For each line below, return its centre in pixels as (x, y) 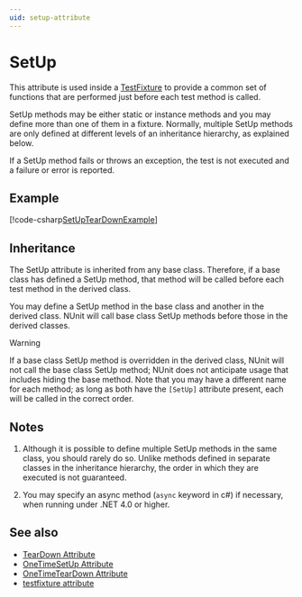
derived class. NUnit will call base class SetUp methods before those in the (149, 316)
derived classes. (40, 326)
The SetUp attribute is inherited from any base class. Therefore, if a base (145, 270)
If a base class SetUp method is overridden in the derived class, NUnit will (147, 360)
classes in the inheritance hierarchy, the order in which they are (140, 468)
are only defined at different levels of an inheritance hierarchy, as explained (150, 133)
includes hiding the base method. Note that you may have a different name (148, 380)
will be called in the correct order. (72, 399)
